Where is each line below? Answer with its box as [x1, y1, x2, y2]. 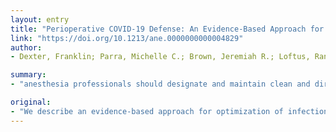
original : [10, 97, 52, 107]
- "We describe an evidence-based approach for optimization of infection [10, 106, 329, 116]
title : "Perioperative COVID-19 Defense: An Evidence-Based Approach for [10, 24, 325, 34]
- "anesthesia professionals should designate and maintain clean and [10, 79, 311, 90]
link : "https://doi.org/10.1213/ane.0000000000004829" [10, 33, 244, 43]
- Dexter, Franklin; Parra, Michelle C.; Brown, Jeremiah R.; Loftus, [10, 52, 311, 62]
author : [10, 42, 43, 53]
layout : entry [10, 14, 70, 25]
